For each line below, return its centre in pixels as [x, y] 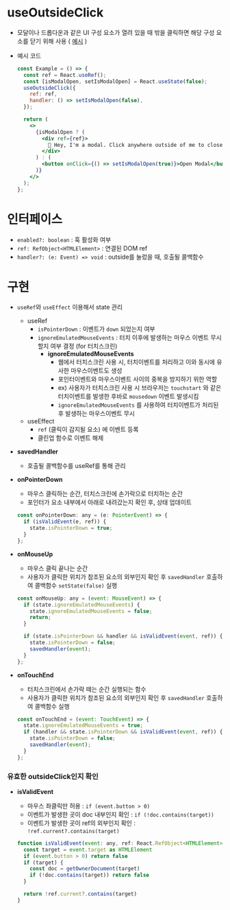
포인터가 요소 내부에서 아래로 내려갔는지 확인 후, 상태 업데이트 [109, 502]
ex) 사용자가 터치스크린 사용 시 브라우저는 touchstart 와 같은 [140, 388]
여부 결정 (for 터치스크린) [84, 346]
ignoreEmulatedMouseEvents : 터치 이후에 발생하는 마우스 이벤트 [123, 338]
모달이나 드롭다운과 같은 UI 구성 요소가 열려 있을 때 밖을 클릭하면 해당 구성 [116, 32]
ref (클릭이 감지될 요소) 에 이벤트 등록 [88, 430]
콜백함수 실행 [52, 706]
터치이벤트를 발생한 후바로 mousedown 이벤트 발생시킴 [128, 397]
